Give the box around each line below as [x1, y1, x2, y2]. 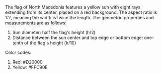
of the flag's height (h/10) [24, 40, 76, 46]
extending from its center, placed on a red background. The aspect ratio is [5, 9, 158, 15]
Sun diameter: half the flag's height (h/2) [12, 30, 96, 35]
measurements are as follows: [5, 20, 67, 26]
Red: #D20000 [12, 59, 43, 65]
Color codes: [5, 49, 32, 55]
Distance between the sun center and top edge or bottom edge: [12, 35, 143, 40]
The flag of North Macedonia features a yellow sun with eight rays [5, 4, 141, 10]
